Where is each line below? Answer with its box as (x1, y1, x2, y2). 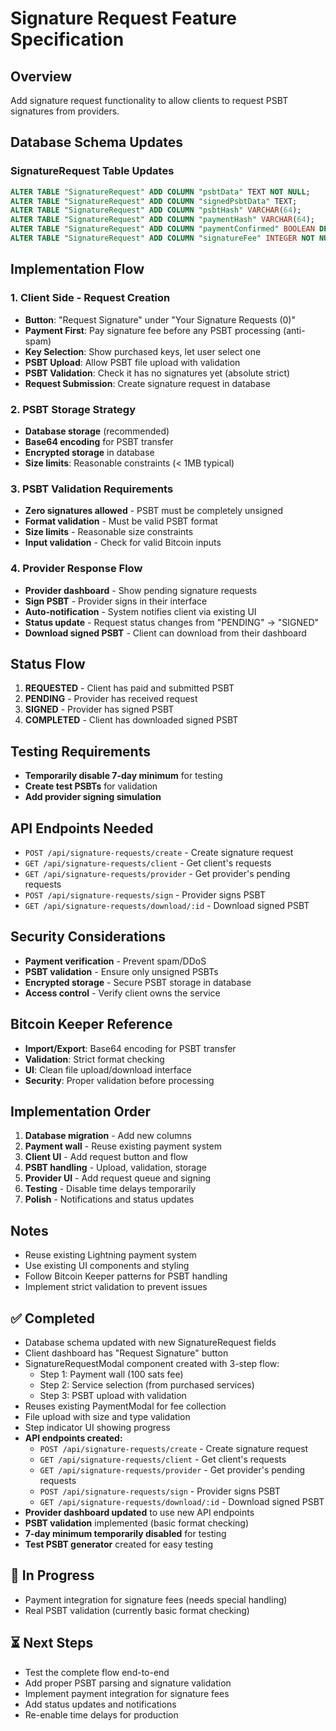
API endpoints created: (24, 1432, 123, 1444)
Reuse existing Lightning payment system (24, 1249, 197, 1261)
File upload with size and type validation (24, 1411, 191, 1423)
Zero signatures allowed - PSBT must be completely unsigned (24, 505, 283, 517)
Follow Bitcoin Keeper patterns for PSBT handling (24, 1270, 228, 1282)
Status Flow (10, 655, 86, 672)
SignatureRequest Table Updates (10, 164, 175, 178)
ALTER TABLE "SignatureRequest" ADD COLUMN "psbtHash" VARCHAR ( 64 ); (10, 205, 302, 216)
